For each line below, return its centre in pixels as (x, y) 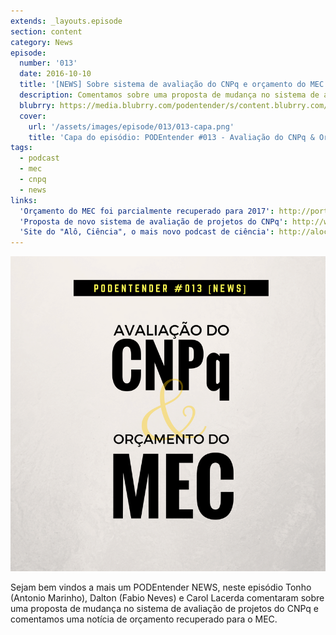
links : (24, 200)
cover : (33, 116)
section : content (46, 31)
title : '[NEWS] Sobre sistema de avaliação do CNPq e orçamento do (163, 85)
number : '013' (48, 63)
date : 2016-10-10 (55, 74)
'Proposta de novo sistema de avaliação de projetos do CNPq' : (153, 221)
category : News (42, 42)
